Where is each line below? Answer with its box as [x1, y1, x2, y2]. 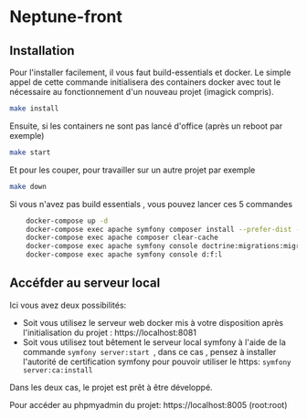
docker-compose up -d [26, 216, 108, 225]
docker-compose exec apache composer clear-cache [26, 233, 219, 243]
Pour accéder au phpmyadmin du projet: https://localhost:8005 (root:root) [9, 399, 288, 410]
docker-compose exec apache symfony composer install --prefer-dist [26, 225, 292, 234]
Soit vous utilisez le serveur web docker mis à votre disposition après [22, 317, 284, 328]
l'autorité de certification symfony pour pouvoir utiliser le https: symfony [22, 356, 291, 367]
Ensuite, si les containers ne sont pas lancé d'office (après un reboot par [9, 120, 283, 131]
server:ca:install [22, 365, 93, 375]
